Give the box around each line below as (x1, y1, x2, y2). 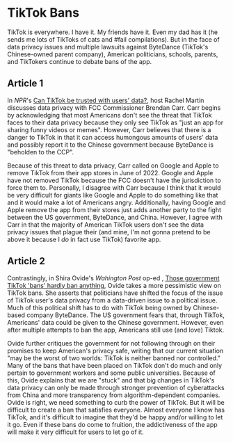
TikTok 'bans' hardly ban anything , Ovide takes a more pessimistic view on (7, 281, 221, 289)
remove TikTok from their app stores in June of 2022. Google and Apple (7, 168, 214, 177)
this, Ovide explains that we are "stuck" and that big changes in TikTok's (7, 376, 215, 384)
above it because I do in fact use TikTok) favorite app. (7, 235, 161, 243)
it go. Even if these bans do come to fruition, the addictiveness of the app (7, 420, 218, 428)
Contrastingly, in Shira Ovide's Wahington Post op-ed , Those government (7, 273, 220, 282)
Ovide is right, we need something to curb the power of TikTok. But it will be (7, 398, 225, 406)
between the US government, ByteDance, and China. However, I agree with (7, 213, 223, 221)
